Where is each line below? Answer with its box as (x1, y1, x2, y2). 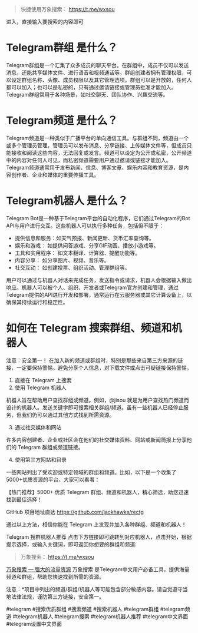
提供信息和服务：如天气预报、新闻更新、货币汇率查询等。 (14, 234, 154, 241)
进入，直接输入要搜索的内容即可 (6, 18, 84, 25)
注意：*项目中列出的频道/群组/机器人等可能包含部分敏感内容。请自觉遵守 (6, 585, 183, 592)
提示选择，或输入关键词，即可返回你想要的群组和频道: (6, 541, 137, 548)
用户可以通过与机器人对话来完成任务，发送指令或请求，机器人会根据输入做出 (6, 276, 192, 283)
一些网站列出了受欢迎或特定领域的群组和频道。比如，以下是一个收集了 (6, 468, 177, 476)
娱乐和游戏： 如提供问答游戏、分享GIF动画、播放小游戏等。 (14, 241, 159, 249)
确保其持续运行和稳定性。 (6, 299, 68, 306)
